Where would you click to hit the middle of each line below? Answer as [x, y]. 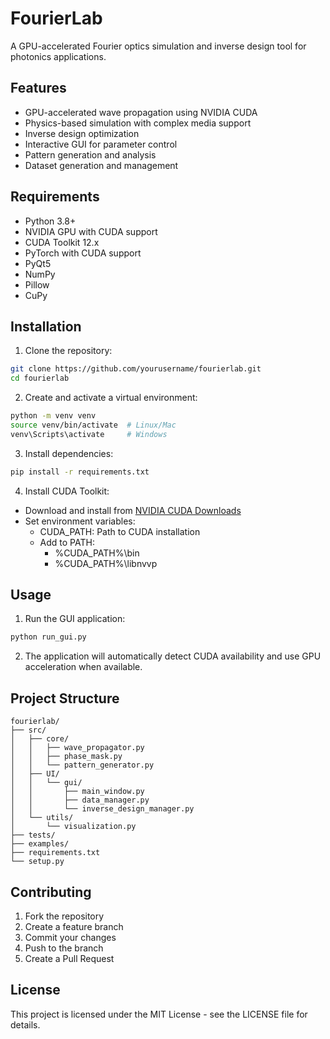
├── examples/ [40, 844]
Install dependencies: [69, 453]
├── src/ [28, 730]
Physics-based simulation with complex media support [138, 123]
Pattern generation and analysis [90, 154]
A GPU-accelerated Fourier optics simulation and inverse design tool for [158, 46]
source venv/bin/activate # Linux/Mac [93, 425]
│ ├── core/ [40, 739]
